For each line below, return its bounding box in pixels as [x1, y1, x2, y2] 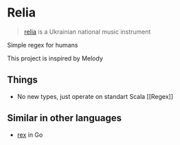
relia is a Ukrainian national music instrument [23, 27, 151, 36]
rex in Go [16, 131, 43, 139]
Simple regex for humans [7, 41, 78, 49]
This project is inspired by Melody [7, 54, 103, 63]
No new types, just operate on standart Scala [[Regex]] [16, 92, 174, 100]
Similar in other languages [7, 112, 122, 124]
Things [7, 74, 38, 86]
